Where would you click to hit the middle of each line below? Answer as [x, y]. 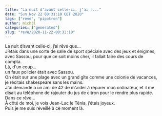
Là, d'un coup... [21, 67]
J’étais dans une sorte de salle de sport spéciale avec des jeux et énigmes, [81, 51]
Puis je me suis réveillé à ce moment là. [45, 108]
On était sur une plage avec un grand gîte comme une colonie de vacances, [81, 77]
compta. [13, 62]
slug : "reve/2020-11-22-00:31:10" [40, 32]
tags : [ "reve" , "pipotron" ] [34, 19]
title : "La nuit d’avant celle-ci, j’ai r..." [53, 10]
